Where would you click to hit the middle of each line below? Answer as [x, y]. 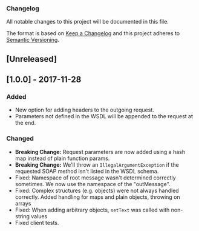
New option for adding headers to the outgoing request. [84, 110]
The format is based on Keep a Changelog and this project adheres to [93, 33]
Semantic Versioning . [33, 40]
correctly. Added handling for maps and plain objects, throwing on [97, 197]
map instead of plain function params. [62, 158]
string [22, 216]
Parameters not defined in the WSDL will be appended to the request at [104, 116]
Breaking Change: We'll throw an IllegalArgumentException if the [97, 164]
